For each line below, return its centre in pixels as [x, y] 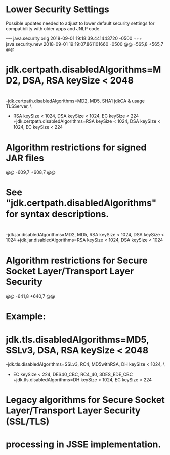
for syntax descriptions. [57, 214]
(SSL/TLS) [28, 421]
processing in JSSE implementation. [83, 445]
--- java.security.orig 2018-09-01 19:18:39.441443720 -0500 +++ [74, 38]
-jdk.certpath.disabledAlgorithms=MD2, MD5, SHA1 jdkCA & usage [75, 101]
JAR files [25, 158]
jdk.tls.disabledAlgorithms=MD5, [77, 339]
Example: [26, 316]
